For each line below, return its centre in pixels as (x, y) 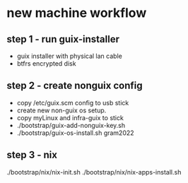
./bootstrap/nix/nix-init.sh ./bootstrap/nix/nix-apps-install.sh (94, 172)
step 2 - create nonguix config (75, 86)
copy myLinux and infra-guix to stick (70, 117)
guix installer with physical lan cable (70, 56)
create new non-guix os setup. (61, 110)
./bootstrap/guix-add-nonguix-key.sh (71, 125)
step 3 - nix (32, 155)
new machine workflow (77, 13)
